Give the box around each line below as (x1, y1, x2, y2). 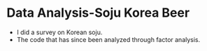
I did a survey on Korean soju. (16, 28, 103, 36)
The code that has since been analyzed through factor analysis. (16, 35, 201, 43)
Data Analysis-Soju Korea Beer (6, 5, 190, 21)
